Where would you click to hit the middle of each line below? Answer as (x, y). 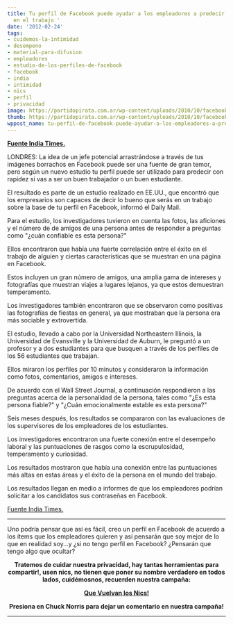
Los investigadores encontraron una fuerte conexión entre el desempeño (112, 439)
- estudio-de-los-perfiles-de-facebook (65, 65)
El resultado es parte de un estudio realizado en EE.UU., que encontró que (113, 192)
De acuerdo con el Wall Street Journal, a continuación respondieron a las (112, 390)
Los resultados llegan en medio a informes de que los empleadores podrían (115, 488)
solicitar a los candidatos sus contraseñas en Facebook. (87, 495)
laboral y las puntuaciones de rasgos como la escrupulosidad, (96, 446)
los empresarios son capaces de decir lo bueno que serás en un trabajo (110, 199)
